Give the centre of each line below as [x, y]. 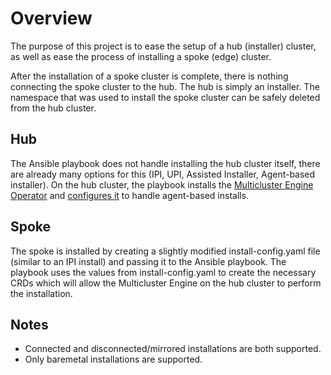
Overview [51, 18]
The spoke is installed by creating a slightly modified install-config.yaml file [165, 251]
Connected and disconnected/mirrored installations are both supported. [173, 349]
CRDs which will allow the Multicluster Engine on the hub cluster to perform [166, 283]
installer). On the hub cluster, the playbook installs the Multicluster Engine [162, 184]
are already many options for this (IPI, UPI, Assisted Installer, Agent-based [163, 174]
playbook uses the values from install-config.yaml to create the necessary [163, 272]
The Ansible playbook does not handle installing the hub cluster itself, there [165, 163]
